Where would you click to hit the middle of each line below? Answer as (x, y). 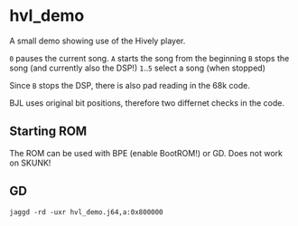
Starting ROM (48, 132)
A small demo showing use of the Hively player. (98, 41)
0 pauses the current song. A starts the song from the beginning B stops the (149, 58)
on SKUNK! (30, 163)
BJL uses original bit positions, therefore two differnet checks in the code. (147, 103)
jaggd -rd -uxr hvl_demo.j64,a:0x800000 (87, 212)
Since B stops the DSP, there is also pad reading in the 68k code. (130, 85)
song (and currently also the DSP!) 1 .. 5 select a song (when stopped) (138, 68)
